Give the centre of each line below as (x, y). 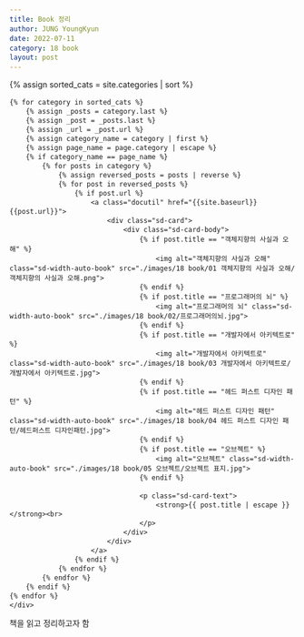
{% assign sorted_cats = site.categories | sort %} (101, 85)
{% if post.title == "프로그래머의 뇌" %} (214, 297)
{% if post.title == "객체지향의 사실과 (209, 240)
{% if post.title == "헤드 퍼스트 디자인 (211, 392)
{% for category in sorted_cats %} (77, 103)
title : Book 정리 (40, 19)
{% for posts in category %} (97, 167)
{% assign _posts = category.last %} (97, 112)
